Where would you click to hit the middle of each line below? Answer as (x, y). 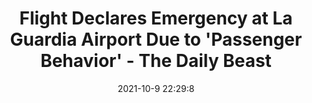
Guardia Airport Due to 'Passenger (156, 39)
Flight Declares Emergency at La (156, 18)
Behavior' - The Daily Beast (156, 61)
